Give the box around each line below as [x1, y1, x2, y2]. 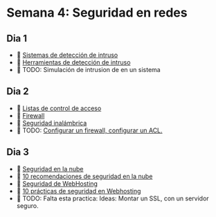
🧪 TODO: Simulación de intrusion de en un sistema [16, 66, 161, 73]
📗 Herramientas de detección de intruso [16, 58, 131, 67]
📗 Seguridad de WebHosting [16, 179, 98, 188]
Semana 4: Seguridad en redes [6, 5, 188, 21]
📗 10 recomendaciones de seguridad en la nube [16, 172, 153, 180]
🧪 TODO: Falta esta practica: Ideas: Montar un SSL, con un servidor [16, 194, 209, 202]
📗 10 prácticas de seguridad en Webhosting [16, 186, 141, 195]
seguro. [16, 201, 39, 209]
